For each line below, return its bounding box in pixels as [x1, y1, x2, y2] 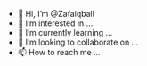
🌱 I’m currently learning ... [17, 28, 113, 37]
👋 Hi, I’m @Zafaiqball [17, 9, 95, 19]
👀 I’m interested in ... [17, 18, 94, 29]
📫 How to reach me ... [17, 47, 101, 57]
